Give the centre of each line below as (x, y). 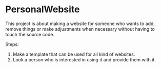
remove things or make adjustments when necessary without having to (80, 29)
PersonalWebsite (43, 9)
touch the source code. (30, 34)
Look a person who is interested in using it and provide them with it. (84, 59)
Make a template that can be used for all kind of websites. (74, 54)
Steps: (12, 44)
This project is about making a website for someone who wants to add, (80, 24)
